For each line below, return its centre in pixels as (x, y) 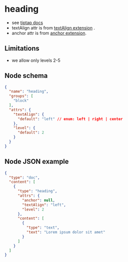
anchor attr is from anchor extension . (49, 33)
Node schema (26, 76)
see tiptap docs (27, 23)
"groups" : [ (21, 96)
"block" (21, 101)
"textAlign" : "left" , (44, 205)
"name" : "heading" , (29, 92)
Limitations (22, 48)
